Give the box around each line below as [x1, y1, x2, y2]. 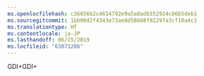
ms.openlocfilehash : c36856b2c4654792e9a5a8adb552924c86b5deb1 [7, 10, 198, 18]
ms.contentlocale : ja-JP [7, 30, 80, 37]
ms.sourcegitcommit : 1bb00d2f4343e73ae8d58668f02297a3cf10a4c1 [7, 17, 198, 24]
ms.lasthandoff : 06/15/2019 [7, 37, 90, 44]
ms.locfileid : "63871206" [7, 43, 83, 50]
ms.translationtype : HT [7, 23, 78, 30]
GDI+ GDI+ [7, 63, 37, 70]
